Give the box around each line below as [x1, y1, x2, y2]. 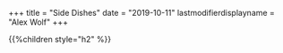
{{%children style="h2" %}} [8, 34, 112, 44]
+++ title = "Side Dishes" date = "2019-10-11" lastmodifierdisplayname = [8, 8, 275, 18]
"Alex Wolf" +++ [8, 17, 69, 27]
